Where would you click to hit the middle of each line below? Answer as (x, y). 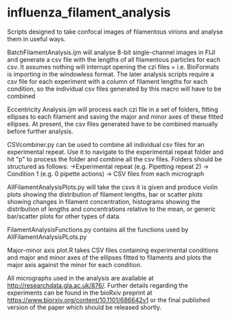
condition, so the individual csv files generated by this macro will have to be (114, 89)
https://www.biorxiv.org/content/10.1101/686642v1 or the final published (109, 299)
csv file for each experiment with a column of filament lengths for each (107, 81)
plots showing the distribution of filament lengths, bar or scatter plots (105, 194)
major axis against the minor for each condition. (74, 264)
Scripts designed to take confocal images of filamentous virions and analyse (115, 32)
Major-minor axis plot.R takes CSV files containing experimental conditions (113, 250)
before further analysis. (40, 131)
